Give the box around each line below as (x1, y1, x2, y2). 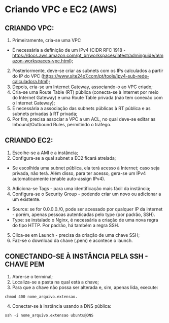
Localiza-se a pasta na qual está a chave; (12, 279, 99, 285)
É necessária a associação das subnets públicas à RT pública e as (12, 105, 151, 111)
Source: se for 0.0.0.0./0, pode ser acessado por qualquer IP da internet (12, 206, 163, 212)
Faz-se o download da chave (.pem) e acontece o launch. (12, 237, 133, 243)
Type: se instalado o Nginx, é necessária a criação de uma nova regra (12, 217, 158, 223)
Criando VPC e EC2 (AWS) (5, 4, 117, 15)
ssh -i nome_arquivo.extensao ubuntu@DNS (5, 313, 94, 318)
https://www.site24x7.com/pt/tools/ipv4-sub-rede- (43, 73, 149, 79)
